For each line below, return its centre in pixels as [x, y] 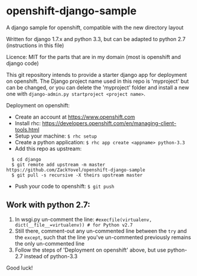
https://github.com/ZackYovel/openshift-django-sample [76, 170]
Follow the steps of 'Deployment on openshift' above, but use [90, 250]
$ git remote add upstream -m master [59, 165]
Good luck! [20, 268]
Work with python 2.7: [48, 205]
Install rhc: [28, 123]
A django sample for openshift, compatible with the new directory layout [95, 27]
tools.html [27, 129]
